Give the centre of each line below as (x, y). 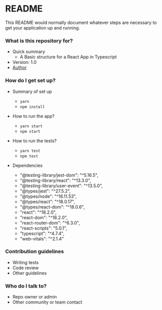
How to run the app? (33, 116)
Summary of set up (32, 91)
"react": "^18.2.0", (38, 212)
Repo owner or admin (34, 297)
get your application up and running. (42, 27)
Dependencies (27, 165)
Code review (25, 268)
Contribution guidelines (34, 252)
